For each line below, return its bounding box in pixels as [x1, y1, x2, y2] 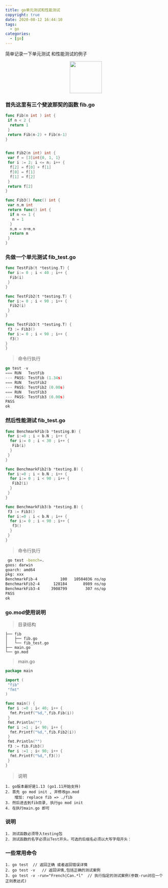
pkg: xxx [5, 572, 24, 577]
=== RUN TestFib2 [5, 380, 47, 385]
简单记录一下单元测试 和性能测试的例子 [5, 51, 87, 57]
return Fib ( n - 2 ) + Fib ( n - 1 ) [7, 132, 67, 137]
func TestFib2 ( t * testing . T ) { [5, 293, 72, 299]
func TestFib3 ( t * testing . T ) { [5, 322, 72, 327]
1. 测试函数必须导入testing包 [5, 831, 63, 836]
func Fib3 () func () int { [5, 198, 60, 203]
